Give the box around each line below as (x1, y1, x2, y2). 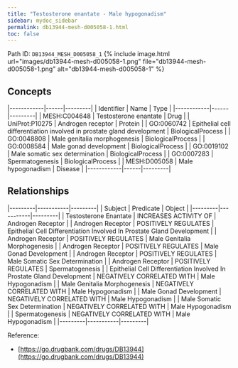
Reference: (7, 331, 40, 340)
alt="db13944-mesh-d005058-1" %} (57, 65, 165, 73)
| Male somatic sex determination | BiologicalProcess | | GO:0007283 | (7, 150, 214, 158)
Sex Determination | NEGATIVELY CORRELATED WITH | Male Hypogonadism (7, 302, 232, 310)
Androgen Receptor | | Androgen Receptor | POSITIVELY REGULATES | (7, 219, 215, 227)
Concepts (7, 85, 52, 97)
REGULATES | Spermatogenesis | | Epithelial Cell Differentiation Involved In (7, 264, 226, 273)
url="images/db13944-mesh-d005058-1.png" (7, 58, 141, 66)
